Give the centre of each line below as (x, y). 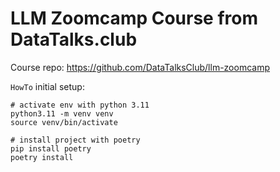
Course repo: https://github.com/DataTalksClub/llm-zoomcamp (140, 67)
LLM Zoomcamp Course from (134, 18)
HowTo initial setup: (47, 86)
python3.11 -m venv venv (62, 113)
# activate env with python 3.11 (80, 105)
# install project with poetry (75, 140)
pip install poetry (51, 148)
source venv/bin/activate (64, 122)
